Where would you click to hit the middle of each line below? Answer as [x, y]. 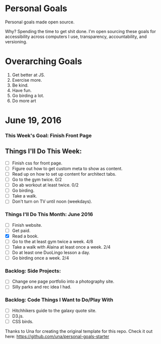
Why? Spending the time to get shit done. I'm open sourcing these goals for [80, 31]
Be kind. [20, 85]
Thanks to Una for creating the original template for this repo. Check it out [79, 331]
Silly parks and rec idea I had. [42, 287]
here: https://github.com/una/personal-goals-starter [57, 336]
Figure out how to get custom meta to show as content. [67, 168]
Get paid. [21, 230]
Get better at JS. [28, 75]
